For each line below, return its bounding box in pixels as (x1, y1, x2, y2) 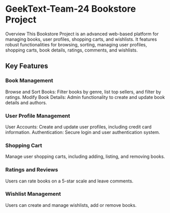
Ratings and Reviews (5, 166, 58, 173)
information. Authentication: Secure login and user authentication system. (5, 129, 160, 135)
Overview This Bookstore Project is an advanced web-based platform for (5, 31, 159, 37)
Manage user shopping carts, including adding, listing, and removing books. (5, 153, 165, 159)
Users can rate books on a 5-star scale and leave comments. (5, 178, 134, 184)
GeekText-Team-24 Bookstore (5, 3, 136, 15)
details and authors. (5, 99, 47, 105)
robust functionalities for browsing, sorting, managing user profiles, (5, 41, 147, 47)
